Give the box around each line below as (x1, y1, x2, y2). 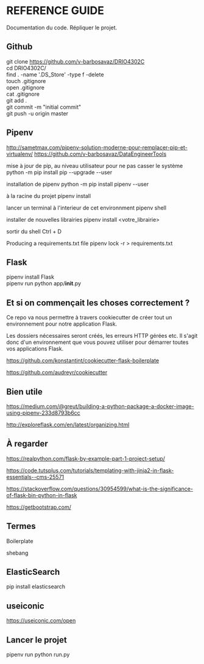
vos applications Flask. (6, 345, 64, 352)
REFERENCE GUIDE (6, 4, 105, 18)
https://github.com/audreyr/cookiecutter (6, 369, 108, 376)
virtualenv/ (6, 150, 33, 158)
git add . (6, 97, 27, 104)
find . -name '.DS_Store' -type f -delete (6, 71, 105, 78)
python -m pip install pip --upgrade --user (6, 169, 113, 176)
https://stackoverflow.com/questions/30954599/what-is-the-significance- (6, 485, 194, 492)
